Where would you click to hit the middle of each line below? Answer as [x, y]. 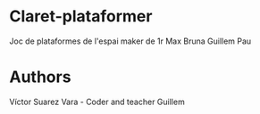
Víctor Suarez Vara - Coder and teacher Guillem [97, 102]
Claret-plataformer [81, 16]
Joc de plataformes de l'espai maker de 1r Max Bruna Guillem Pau [130, 41]
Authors [40, 77]
